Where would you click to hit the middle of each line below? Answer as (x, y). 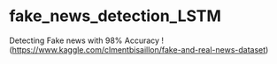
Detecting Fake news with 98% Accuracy (85, 40)
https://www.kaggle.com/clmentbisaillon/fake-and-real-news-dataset (139, 49)
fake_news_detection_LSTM (115, 16)
